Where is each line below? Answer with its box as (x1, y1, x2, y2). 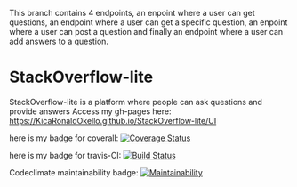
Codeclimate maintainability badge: (9, 167, 139, 177)
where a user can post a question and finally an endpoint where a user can (9, 27, 284, 37)
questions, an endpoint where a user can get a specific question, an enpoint (9, 17, 288, 28)
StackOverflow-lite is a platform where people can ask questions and (9, 96, 262, 107)
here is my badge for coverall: (9, 133, 119, 143)
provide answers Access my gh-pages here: (9, 106, 172, 117)
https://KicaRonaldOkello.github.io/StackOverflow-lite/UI (9, 115, 217, 126)
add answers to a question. (9, 36, 109, 46)
